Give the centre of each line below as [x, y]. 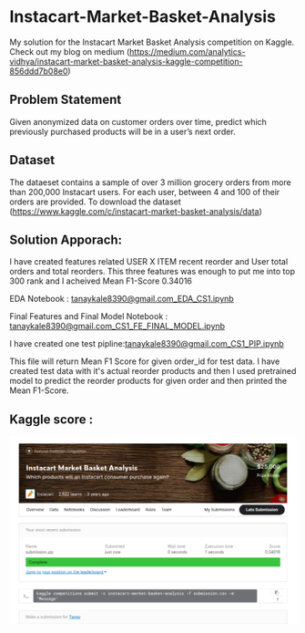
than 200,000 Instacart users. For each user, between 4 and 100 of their [145, 192]
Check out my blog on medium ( [70, 51]
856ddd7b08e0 [39, 71]
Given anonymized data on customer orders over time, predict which [138, 121]
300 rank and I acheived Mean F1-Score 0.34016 [101, 281]
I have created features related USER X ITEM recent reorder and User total [149, 262]
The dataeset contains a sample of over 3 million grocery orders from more [150, 182]
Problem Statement [66, 100]
